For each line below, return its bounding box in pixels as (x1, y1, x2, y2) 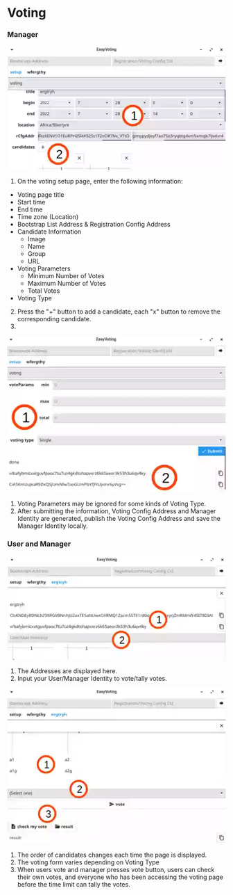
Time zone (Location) (17, 212, 79, 220)
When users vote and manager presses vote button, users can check (17, 865, 215, 873)
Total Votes (27, 287, 60, 295)
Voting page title (17, 190, 64, 199)
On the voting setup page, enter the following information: (17, 177, 183, 185)
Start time (17, 197, 46, 206)
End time (17, 205, 43, 213)
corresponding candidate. (17, 314, 92, 323)
